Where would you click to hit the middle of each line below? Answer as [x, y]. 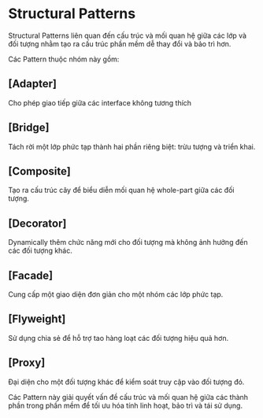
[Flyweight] [37, 319]
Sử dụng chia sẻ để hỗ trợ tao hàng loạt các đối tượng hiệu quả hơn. [119, 338]
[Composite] [39, 171]
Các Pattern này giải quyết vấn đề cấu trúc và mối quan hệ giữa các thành [128, 397]
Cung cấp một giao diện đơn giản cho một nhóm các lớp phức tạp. [116, 294]
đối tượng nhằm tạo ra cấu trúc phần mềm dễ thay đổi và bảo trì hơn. [120, 43]
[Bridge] [29, 128]
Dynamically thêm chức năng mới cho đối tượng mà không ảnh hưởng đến [128, 242]
